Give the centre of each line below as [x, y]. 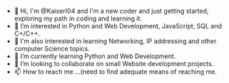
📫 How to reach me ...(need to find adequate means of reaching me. [116, 72]
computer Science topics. [52, 49]
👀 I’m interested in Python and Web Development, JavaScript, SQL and [118, 26]
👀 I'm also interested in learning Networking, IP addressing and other [115, 41]
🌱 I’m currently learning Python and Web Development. [95, 56]
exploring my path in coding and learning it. [78, 18]
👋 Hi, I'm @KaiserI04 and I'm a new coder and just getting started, [111, 11]
